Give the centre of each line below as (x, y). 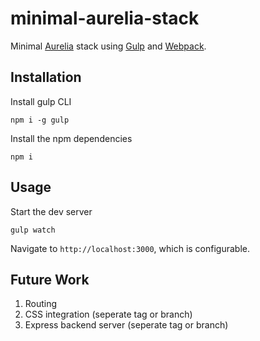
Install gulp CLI (41, 101)
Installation (46, 77)
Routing (41, 304)
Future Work (50, 279)
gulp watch (33, 230)
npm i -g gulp (40, 120)
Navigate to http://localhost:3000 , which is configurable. (130, 248)
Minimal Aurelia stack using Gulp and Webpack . (108, 46)
